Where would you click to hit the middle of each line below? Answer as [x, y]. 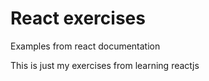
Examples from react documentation [85, 46]
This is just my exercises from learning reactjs [105, 65]
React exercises [78, 18]
